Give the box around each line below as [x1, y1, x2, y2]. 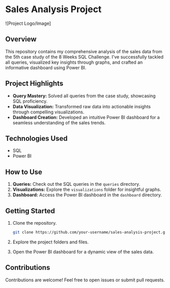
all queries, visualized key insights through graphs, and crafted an [5, 59, 143, 65]
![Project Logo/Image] [5, 20, 51, 26]
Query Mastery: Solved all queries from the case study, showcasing [12, 93, 156, 99]
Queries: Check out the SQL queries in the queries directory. [12, 181, 141, 187]
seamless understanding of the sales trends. [12, 119, 106, 126]
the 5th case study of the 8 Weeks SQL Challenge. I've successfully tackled [5, 54, 164, 60]
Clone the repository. [12, 220, 57, 226]
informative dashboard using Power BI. [5, 64, 87, 70]
